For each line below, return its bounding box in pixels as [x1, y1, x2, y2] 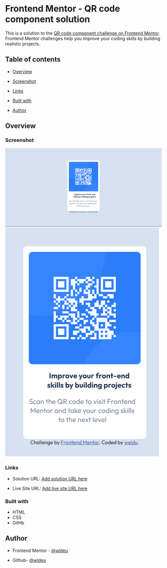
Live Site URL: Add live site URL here [12, 485, 88, 491]
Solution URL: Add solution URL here [12, 476, 88, 482]
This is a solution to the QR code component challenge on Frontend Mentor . [5, 30, 160, 36]
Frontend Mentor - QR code [5, 3, 120, 14]
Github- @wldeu [12, 557, 46, 563]
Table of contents [5, 55, 61, 64]
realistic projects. [5, 40, 41, 46]
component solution [5, 13, 90, 25]
